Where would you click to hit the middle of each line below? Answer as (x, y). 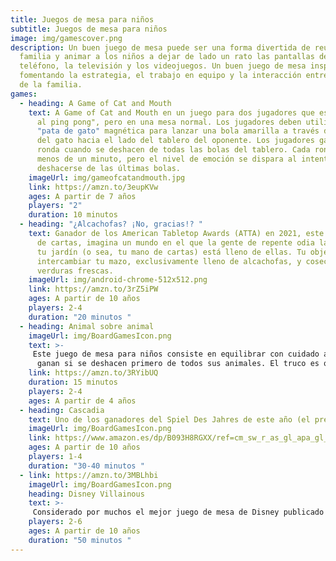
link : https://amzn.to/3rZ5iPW (93, 289)
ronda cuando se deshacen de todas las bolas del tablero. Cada (173, 150)
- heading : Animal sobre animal (87, 326)
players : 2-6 (55, 522)
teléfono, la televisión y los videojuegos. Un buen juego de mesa (163, 66)
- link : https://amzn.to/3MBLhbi (89, 475)
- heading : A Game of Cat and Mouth (95, 103)
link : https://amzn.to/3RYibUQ (93, 373)
